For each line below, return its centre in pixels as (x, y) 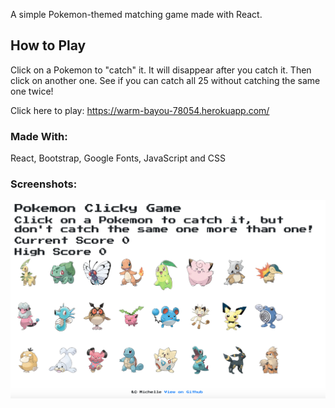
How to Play (48, 45)
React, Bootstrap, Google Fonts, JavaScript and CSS (118, 158)
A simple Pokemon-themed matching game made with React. (136, 14)
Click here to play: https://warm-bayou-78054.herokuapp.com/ (140, 110)
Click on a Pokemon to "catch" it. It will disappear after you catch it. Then (161, 70)
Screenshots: (44, 184)
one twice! (32, 91)
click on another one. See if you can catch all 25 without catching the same (165, 80)
